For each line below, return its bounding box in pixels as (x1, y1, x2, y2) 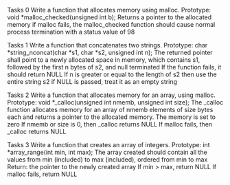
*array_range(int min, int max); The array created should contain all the (7, 148, 207, 156)
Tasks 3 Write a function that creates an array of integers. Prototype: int (7, 141, 211, 149)
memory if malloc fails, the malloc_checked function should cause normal (7, 21, 216, 28)
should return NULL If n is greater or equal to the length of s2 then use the (7, 70, 218, 78)
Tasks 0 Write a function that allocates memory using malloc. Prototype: (7, 6, 211, 14)
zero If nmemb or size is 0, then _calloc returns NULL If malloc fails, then (7, 120, 213, 128)
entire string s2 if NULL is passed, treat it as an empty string (7, 78, 177, 85)
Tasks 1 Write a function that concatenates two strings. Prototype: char (7, 41, 208, 49)
